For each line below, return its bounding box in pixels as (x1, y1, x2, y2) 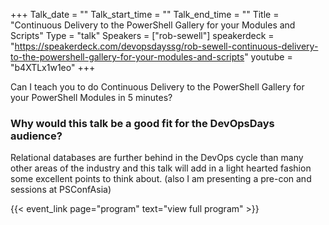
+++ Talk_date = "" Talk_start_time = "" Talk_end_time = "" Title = (10, 9, 280, 20)
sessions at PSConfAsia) (10, 184, 112, 196)
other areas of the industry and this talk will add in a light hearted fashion (10, 162, 312, 174)
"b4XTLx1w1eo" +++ (10, 62, 96, 73)
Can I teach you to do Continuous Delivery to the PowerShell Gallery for (10, 81, 305, 93)
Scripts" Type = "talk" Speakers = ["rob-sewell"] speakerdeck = (10, 30, 275, 41)
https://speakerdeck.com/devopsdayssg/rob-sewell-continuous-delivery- (14, 40, 319, 52)
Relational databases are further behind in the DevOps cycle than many (10, 152, 304, 164)
